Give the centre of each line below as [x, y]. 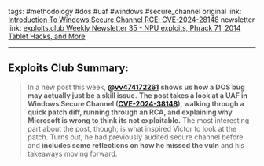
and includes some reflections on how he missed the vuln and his [136, 145]
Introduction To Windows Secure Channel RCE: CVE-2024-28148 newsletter [132, 20]
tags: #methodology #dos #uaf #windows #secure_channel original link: [125, 11]
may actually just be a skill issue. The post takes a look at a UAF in [137, 95]
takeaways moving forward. [72, 153]
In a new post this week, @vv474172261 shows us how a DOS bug [136, 87]
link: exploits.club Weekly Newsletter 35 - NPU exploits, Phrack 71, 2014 [125, 28]
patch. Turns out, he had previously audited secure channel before [135, 137]
